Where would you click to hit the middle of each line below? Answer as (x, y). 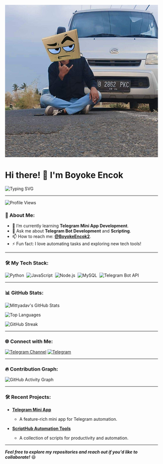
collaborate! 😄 (21, 457)
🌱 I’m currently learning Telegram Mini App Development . (70, 226)
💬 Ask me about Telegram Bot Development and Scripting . (71, 231)
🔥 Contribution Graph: (32, 369)
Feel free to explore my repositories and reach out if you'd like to (71, 452)
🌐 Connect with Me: (29, 341)
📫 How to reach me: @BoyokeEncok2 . (51, 236)
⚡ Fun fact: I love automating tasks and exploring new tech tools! (77, 244)
